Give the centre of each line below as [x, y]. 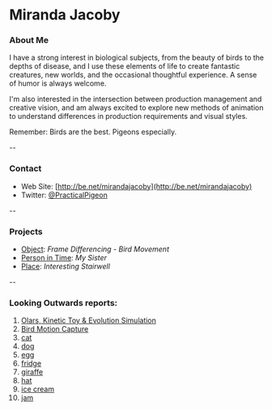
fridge [31, 364]
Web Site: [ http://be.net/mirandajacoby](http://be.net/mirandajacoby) [136, 186]
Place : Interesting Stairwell [65, 266]
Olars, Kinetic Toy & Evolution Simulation [89, 320]
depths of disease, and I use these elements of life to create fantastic [125, 66]
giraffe [32, 372]
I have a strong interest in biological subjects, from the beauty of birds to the [136, 57]
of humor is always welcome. [58, 83]
